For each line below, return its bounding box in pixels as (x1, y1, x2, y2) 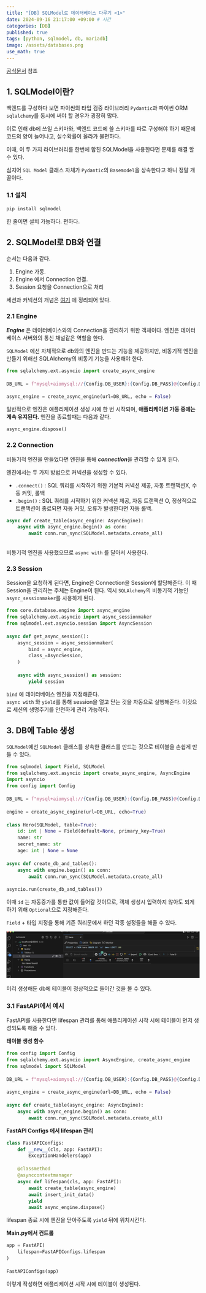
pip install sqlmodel (6, 205, 62, 212)
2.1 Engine (6, 311, 38, 320)
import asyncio (6, 776, 45, 783)
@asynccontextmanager (17, 1172, 72, 1178)
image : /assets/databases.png (6, 42, 84, 48)
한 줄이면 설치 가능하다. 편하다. (6, 218, 80, 225)
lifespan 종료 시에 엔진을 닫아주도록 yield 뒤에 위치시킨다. (6, 1216, 147, 1224)
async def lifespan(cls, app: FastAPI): (17, 1178, 122, 1184)
